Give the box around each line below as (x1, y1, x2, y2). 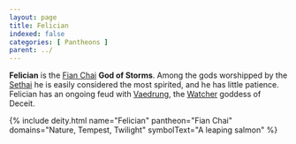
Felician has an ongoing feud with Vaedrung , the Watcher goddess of (9, 89, 262, 100)
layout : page (9, 12, 57, 22)
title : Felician (9, 21, 69, 30)
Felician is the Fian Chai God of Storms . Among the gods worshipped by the (9, 70, 288, 80)
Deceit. (9, 98, 35, 109)
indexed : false (9, 29, 65, 38)
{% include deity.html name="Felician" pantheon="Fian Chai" (9, 116, 232, 126)
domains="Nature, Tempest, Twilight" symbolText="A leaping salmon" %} (9, 125, 278, 135)
